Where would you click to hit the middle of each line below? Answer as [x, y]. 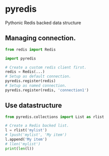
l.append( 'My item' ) [26, 140]
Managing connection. [41, 38]
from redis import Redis [30, 49]
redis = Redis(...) [25, 72]
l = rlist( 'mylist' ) [26, 130]
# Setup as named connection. [36, 86]
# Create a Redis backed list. [37, 126]
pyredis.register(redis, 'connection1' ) [47, 90]
